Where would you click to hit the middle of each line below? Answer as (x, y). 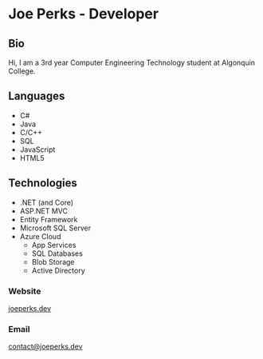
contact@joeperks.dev (45, 347)
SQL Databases (57, 253)
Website (25, 291)
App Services (54, 245)
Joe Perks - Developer (84, 14)
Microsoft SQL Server (55, 228)
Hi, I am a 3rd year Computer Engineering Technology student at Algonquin (132, 62)
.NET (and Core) (47, 202)
